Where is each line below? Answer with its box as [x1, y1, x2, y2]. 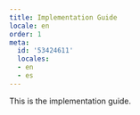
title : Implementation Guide [9, 12, 118, 22]
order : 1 [9, 29, 42, 38]
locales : [17, 54, 50, 63]
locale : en [9, 21, 50, 30]
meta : [9, 37, 29, 47]
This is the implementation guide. [9, 95, 132, 106]
